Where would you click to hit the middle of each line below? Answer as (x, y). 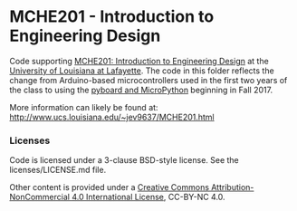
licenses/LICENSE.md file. (58, 170)
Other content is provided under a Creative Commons (110, 187)
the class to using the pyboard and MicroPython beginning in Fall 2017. (141, 90)
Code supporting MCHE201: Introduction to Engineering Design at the (139, 61)
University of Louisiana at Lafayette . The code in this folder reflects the (142, 71)
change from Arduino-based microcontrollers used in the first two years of (148, 80)
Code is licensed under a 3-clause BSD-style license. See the (125, 160)
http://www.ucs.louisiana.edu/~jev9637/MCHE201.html (112, 117)
